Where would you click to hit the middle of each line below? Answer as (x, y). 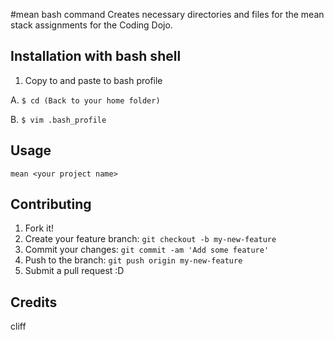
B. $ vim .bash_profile (58, 119)
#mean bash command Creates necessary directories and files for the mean (167, 14)
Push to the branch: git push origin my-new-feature (133, 260)
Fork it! (39, 228)
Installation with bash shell (96, 56)
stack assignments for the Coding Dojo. (91, 25)
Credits (34, 302)
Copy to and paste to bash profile (93, 80)
